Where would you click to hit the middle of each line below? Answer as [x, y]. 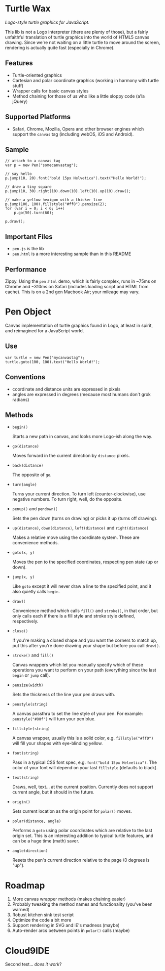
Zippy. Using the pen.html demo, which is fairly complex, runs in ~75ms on [81, 281]
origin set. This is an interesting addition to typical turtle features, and [83, 836]
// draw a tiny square [28, 187]
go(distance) [26, 446]
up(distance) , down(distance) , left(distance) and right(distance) [81, 528]
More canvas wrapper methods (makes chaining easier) [69, 899]
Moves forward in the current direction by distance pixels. [71, 456]
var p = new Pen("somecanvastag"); [42, 165]
